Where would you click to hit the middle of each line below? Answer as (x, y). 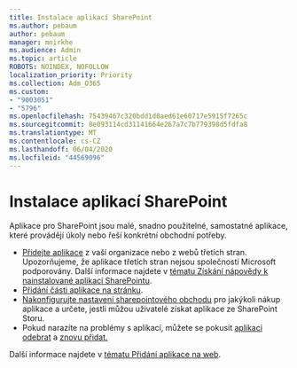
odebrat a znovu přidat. (65, 337)
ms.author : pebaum (43, 26)
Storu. (33, 318)
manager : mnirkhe (41, 42)
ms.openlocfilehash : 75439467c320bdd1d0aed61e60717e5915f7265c (129, 116)
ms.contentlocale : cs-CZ (55, 141)
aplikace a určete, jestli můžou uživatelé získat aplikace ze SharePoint (149, 309)
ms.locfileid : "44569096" (57, 157)
